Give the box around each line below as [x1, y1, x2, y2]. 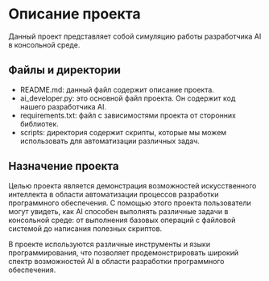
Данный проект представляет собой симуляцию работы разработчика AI [8, 31, 262, 41]
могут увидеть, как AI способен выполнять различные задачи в [8, 206, 229, 216]
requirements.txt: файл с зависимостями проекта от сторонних [19, 110, 236, 120]
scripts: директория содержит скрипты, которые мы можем [19, 127, 227, 137]
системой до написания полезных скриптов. [8, 223, 163, 233]
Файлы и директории [8, 64, 121, 77]
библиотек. [19, 118, 59, 129]
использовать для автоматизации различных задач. [19, 136, 200, 146]
